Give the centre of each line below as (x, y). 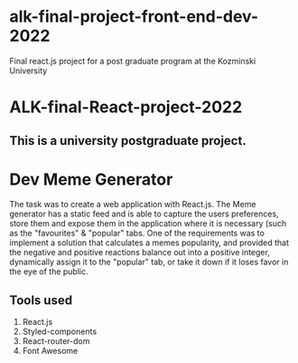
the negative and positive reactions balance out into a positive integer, (140, 253)
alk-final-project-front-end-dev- (134, 17)
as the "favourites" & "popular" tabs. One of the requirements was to (137, 234)
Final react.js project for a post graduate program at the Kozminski (133, 61)
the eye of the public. (49, 272)
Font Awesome (50, 351)
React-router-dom (56, 341)
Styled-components (60, 331)
